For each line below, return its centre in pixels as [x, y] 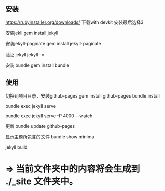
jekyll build [16, 147]
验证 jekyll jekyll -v [25, 54]
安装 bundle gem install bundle [37, 65]
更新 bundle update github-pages [40, 126]
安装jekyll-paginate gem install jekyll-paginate [53, 43]
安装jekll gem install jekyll [32, 33]
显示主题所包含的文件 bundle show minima [50, 137]
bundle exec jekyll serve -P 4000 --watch [49, 116]
